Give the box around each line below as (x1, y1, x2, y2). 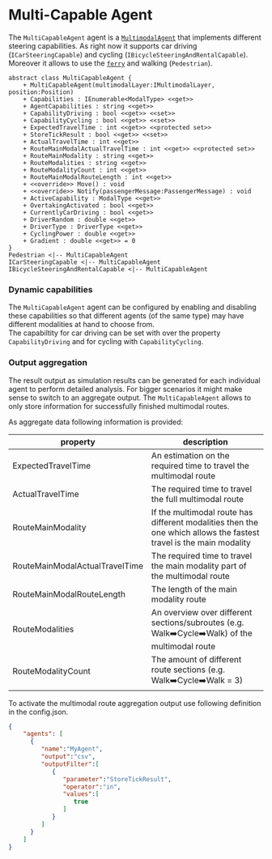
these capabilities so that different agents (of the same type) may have (8, 311, 244, 321)
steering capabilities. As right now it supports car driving (8, 40, 198, 50)
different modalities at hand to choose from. (8, 320, 155, 330)
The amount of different (151, 653, 242, 665)
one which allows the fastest (151, 526, 260, 538)
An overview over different (151, 606, 253, 618)
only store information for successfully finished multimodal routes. (8, 401, 230, 410)
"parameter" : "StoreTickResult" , (62, 775, 172, 783)
